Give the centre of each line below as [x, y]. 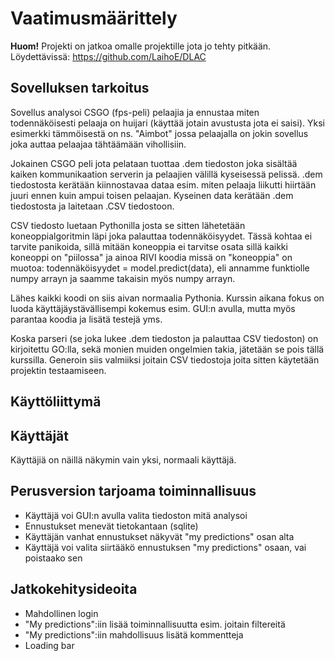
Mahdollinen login [61, 613]
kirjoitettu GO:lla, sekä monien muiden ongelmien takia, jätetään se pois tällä [167, 349]
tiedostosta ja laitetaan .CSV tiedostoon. [92, 206]
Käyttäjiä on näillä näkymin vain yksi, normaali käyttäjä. [123, 459]
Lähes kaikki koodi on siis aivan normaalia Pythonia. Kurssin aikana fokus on [167, 298]
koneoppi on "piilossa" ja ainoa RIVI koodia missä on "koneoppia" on [151, 257]
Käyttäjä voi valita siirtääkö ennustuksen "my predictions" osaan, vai [165, 547]
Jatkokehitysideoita [74, 589]
